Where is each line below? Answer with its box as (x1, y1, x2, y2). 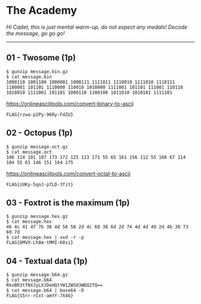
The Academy (6, 4, 77, 17)
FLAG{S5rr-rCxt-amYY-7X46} (6, 293, 74, 299)
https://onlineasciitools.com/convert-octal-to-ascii (6, 170, 130, 177)
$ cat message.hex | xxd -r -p (6, 235, 84, 241)
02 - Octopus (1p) (6, 128, 73, 138)
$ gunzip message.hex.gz (6, 214, 68, 220)
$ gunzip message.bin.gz (6, 68, 68, 75)
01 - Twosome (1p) (6, 53, 76, 63)
